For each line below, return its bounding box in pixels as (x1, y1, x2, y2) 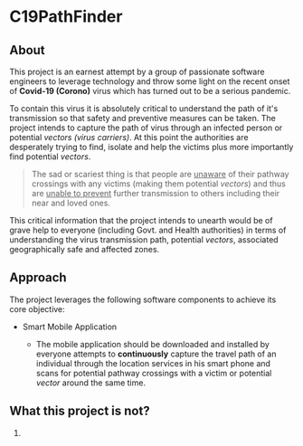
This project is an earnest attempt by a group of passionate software (9, 66, 265, 77)
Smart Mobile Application (22, 321, 118, 332)
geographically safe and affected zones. (9, 244, 160, 254)
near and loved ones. (31, 197, 111, 208)
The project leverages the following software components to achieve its (9, 294, 277, 305)
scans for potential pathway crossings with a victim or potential (35, 367, 272, 378)
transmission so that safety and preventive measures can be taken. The (9, 113, 276, 123)
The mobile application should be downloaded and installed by (35, 338, 270, 349)
